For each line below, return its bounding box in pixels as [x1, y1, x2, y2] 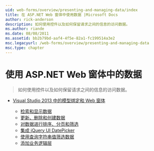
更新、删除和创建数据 [20, 114, 65, 120]
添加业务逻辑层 [20, 140, 52, 146]
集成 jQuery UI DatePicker [20, 127, 75, 133]
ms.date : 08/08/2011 [5, 31, 49, 36]
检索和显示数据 [20, 108, 52, 114]
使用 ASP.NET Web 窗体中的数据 [5, 69, 142, 80]
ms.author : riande [5, 26, 44, 32]
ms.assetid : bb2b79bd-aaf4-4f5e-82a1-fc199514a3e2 [5, 36, 115, 41]
